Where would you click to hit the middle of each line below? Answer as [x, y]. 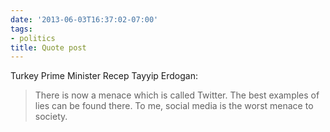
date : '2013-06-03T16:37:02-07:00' [84, 19]
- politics [33, 38]
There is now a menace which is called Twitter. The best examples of [177, 95]
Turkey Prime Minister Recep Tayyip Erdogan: [104, 76]
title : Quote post [48, 47]
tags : [21, 29]
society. [51, 117]
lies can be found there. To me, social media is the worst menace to [174, 106]
